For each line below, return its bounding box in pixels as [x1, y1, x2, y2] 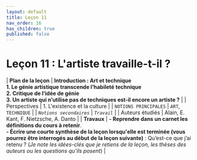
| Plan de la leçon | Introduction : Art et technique [6, 77, 132, 84]
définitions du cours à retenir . [6, 122, 82, 129]
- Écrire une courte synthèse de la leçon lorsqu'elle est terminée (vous [6, 128, 186, 135]
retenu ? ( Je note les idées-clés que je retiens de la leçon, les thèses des [6, 141, 187, 148]
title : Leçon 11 [6, 14, 47, 20]
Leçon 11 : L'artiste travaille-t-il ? [6, 57, 171, 71]
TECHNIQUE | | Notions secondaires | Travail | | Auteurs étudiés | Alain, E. [6, 109, 185, 116]
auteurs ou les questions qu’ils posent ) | [6, 147, 106, 155]
